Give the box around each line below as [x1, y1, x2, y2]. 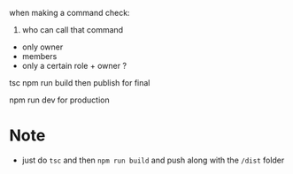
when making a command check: [9, 8, 130, 18]
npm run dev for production [9, 95, 110, 105]
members [21, 51, 58, 61]
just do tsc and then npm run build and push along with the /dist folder [21, 155, 285, 165]
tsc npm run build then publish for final [9, 78, 150, 87]
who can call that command [21, 25, 124, 34]
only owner [21, 42, 64, 52]
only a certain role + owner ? [21, 61, 127, 71]
